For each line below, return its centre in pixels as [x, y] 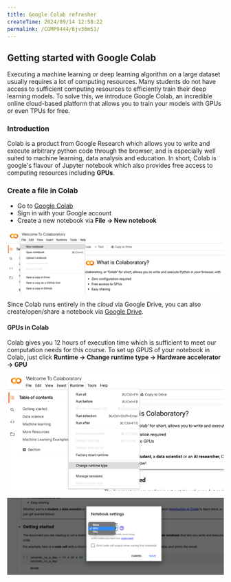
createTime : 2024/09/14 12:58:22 [55, 22]
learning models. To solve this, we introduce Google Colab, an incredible [110, 96]
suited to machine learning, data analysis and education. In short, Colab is [112, 158]
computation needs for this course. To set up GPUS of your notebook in [109, 350]
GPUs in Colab [28, 327]
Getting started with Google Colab [82, 57]
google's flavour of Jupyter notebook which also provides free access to [110, 166]
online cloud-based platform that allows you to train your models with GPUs [114, 104]
